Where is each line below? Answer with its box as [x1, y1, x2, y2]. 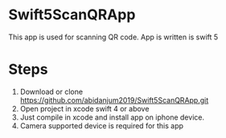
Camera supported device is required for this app [19, 120, 183, 130]
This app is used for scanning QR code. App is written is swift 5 [8, 32, 219, 42]
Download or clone [19, 87, 83, 96]
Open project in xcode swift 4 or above [19, 103, 150, 113]
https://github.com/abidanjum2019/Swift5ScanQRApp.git [19, 95, 209, 105]
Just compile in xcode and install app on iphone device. [19, 112, 205, 122]
